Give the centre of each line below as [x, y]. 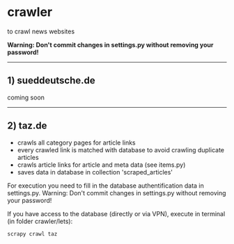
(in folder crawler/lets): [40, 221]
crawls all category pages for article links [76, 143]
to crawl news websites [41, 31]
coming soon [26, 97]
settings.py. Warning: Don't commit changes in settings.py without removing [117, 193]
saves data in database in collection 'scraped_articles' [95, 172]
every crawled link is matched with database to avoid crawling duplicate [121, 149]
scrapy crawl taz [32, 234]
